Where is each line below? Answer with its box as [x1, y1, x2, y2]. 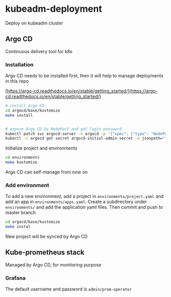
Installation [5, 61, 34, 68]
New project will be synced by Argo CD [5, 233, 88, 240]
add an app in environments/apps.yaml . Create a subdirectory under [5, 199, 147, 205]
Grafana [5, 274, 26, 281]
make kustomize [5, 160, 38, 165]
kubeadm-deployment [5, 3, 102, 15]
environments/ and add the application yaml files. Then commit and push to [5, 204, 163, 210]
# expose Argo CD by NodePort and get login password [5, 126, 122, 132]
